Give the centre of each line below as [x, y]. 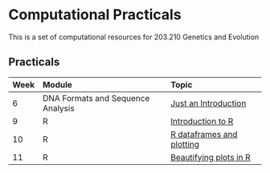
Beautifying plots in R [210, 157]
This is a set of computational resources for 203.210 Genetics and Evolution [134, 37]
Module [57, 84]
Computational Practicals [95, 15]
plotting [184, 144]
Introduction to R [202, 121]
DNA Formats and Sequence [96, 98]
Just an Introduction [208, 103]
